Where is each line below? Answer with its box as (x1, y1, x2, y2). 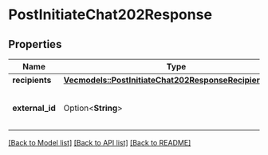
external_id (12, 102, 56, 113)
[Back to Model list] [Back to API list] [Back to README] (8, 138, 191, 147)
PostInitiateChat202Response (8, 6, 213, 24)
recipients (12, 74, 52, 85)
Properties (8, 38, 62, 51)
